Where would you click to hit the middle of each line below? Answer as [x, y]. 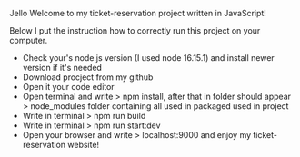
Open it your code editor [69, 87]
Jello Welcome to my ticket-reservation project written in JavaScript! [138, 13]
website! [84, 145]
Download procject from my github [88, 77]
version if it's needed [62, 68]
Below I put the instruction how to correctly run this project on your [135, 30]
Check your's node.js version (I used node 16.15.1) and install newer [148, 58]
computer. [29, 40]
